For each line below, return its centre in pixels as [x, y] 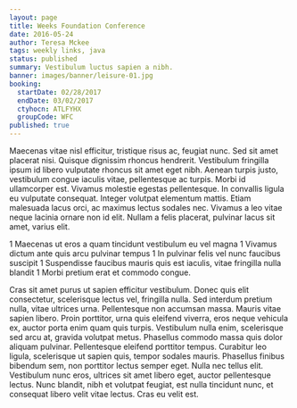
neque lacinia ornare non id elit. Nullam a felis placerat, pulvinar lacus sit [142, 217]
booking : [25, 84]
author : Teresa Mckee [49, 42]
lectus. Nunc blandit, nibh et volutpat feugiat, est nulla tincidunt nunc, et [141, 384]
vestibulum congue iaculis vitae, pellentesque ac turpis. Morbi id [128, 179]
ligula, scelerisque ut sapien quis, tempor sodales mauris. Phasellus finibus [147, 356]
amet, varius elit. [40, 227]
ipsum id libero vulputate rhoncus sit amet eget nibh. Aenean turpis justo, [144, 170]
